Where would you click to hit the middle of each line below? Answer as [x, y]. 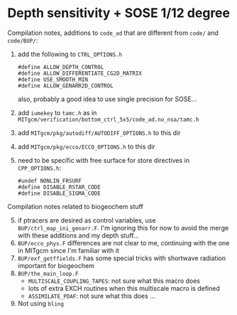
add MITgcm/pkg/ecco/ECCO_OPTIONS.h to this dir [87, 146]
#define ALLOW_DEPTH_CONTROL [61, 67]
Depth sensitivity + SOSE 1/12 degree [119, 13]
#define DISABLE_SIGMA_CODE [59, 193]
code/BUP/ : [23, 40]
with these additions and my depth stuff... [78, 235]
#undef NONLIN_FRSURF [49, 181]
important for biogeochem [56, 265]
